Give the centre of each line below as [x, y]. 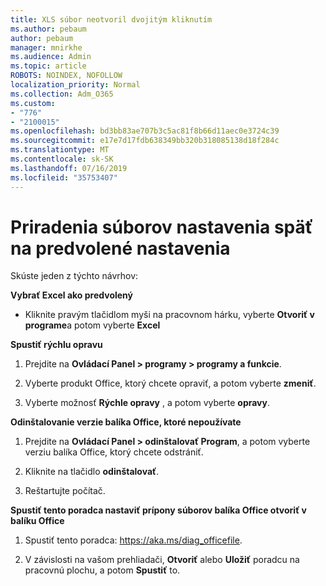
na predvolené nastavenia [120, 248]
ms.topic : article [48, 66]
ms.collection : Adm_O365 [62, 94]
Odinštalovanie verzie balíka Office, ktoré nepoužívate [126, 422]
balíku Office [37, 521]
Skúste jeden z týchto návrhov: [74, 276]
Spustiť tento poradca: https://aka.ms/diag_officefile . [133, 540]
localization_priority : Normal [75, 85]
